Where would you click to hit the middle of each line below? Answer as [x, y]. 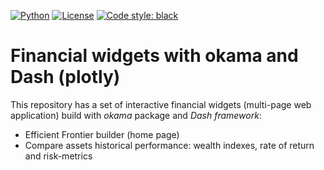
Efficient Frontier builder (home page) [102, 134]
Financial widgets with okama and [154, 56]
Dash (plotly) [65, 77]
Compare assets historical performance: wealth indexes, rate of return [169, 145]
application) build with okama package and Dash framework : [136, 115]
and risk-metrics [58, 156]
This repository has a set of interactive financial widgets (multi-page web [161, 104]
